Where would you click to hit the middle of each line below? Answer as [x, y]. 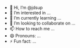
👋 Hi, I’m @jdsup [26, 8]
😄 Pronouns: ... [25, 36]
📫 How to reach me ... [32, 29]
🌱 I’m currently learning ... [35, 18]
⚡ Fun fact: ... [23, 41]
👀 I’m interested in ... [30, 13]
